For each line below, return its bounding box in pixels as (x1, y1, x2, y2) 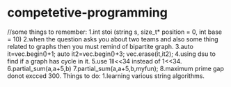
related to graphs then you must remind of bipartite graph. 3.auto (7, 42, 193, 50)
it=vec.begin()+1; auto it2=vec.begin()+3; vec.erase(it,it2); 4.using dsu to (7, 50, 216, 58)
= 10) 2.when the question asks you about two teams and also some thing (7, 35, 218, 43)
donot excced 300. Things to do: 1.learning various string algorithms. (7, 71, 205, 80)
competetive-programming (7, 5, 168, 21)
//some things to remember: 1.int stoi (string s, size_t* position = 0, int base (7, 28, 223, 36)
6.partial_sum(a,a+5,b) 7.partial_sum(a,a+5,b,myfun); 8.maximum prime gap (7, 64, 225, 72)
